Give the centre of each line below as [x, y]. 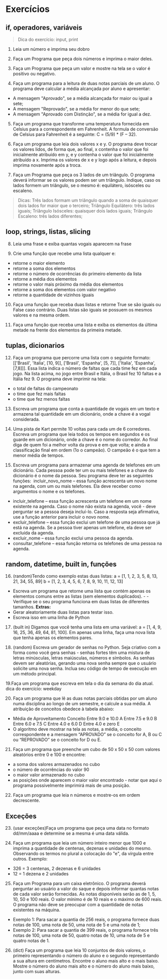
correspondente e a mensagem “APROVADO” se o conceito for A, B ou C [87, 735]
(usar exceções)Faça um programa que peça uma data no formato [81, 828]
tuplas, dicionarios [35, 346]
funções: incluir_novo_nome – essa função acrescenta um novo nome [85, 481]
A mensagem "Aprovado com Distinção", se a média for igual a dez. [82, 114]
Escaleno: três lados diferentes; [50, 216]
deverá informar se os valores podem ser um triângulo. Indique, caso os [86, 180]
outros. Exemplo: [30, 859]
